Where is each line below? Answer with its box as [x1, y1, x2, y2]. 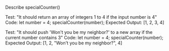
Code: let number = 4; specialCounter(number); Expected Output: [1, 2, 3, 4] [5, 20, 164, 25]
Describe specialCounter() [5, 5, 61, 10]
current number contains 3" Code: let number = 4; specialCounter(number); [5, 35, 163, 40]
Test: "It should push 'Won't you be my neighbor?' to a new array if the [5, 29, 153, 35]
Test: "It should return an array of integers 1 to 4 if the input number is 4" [5, 14, 157, 20]
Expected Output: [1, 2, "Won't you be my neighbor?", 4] [5, 40, 122, 46]
